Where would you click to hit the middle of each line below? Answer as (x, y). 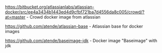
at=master (15, 17)
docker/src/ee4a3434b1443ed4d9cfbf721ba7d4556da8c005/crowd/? (75, 12)
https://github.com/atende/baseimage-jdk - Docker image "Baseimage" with (81, 41)
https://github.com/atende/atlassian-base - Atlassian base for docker (74, 26)
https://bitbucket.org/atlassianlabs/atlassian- (50, 7)
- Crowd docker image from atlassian (63, 17)
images (12, 31)
